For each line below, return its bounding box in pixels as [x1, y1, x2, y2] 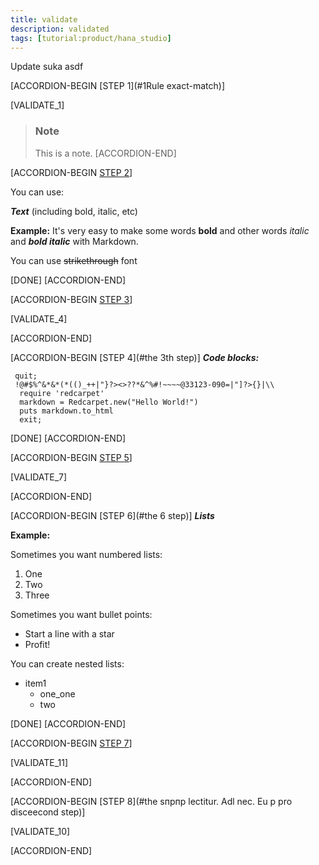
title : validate [10, 14, 78, 25]
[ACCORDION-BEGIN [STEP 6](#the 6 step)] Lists [10, 509, 215, 521]
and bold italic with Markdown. [10, 235, 139, 247]
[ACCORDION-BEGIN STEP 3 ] [10, 293, 133, 305]
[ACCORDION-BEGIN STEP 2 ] [10, 166, 133, 178]
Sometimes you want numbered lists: [10, 548, 163, 560]
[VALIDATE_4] [10, 312, 68, 325]
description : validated [10, 24, 110, 34]
